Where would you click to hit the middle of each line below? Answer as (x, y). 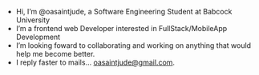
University (33, 20)
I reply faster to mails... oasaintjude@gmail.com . (95, 62)
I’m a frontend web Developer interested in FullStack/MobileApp (121, 28)
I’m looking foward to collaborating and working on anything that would (133, 45)
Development (38, 37)
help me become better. (55, 54)
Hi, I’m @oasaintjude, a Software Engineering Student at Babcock (124, 12)
